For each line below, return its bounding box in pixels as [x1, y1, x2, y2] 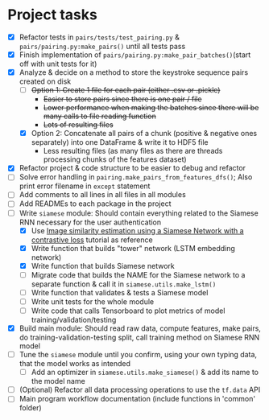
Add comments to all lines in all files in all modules [19, 190, 186, 200]
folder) [19, 403, 42, 413]
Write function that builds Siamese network [31, 261, 175, 270]
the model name [31, 377, 85, 386]
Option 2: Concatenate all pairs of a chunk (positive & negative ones [31, 129, 258, 138]
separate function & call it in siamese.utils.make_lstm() [31, 279, 217, 289]
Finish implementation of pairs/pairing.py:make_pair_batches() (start [19, 50, 251, 60]
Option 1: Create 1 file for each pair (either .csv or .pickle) [31, 85, 221, 95]
